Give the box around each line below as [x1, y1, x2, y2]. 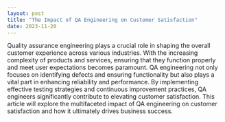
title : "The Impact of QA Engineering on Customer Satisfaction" [7, 16, 198, 23]
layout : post [7, 10, 45, 17]
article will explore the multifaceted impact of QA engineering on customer [7, 100, 218, 108]
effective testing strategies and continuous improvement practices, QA [7, 85, 207, 93]
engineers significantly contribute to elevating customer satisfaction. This [7, 93, 215, 101]
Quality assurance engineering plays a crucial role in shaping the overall [7, 42, 211, 50]
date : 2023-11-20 [7, 23, 57, 29]
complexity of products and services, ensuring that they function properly [7, 56, 216, 64]
